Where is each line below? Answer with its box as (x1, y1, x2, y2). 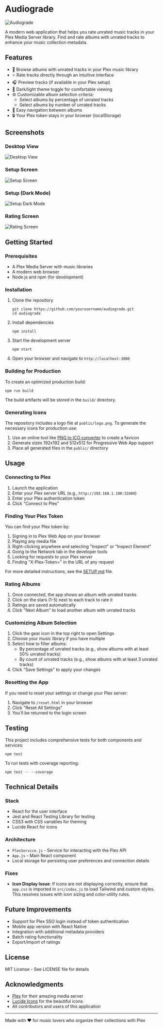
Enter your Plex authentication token (12, 495, 85, 501)
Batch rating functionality (12, 934, 63, 940)
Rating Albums (5, 580, 41, 587)
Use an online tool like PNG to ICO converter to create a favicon (12, 435, 140, 440)
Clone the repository (12, 297, 53, 303)
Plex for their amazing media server (12, 993, 83, 999)
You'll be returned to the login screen (12, 710, 86, 715)
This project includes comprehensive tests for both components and (5, 737, 142, 743)
